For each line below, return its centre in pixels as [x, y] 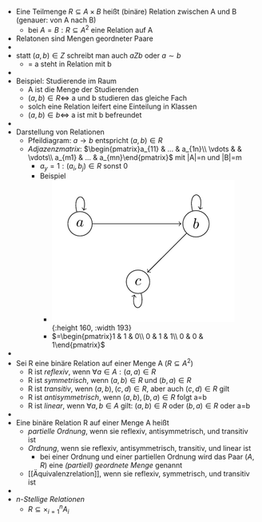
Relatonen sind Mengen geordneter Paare [84, 38]
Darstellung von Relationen [60, 132]
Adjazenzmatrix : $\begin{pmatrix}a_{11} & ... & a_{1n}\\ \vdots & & [135, 149]
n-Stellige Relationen [50, 500]
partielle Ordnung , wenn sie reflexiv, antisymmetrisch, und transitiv [138, 432]
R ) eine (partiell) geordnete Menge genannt [111, 465]
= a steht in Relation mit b [69, 64]
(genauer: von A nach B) [56, 20]
